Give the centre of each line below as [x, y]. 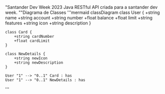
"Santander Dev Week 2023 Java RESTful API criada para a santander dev [82, 7]
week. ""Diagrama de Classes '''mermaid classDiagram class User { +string [82, 12]
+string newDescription [39, 63]
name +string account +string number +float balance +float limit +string [79, 18]
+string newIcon [31, 58]
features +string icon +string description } [48, 23]
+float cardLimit [32, 41]
